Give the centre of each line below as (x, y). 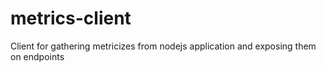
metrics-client (71, 18)
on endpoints (37, 56)
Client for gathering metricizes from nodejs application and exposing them (163, 46)
